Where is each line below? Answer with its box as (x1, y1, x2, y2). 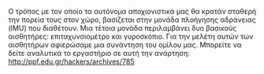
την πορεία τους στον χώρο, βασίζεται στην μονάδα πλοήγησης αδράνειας (8, 15, 256, 24)
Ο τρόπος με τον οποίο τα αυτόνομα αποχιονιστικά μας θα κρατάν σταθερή (8, 7, 257, 16)
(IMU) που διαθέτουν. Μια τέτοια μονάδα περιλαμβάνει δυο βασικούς (8, 24, 237, 32)
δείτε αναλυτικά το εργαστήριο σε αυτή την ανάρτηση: (8, 49, 191, 57)
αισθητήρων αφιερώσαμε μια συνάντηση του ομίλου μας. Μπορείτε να (8, 40, 242, 50)
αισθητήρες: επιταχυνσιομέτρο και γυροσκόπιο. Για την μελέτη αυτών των (8, 31, 254, 41)
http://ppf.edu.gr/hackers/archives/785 (8, 57, 135, 66)
